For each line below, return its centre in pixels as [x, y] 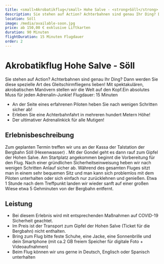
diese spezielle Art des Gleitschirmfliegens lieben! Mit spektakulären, [74, 84]
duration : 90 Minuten [27, 32]
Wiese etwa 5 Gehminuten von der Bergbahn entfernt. [59, 188]
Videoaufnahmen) [30, 247]
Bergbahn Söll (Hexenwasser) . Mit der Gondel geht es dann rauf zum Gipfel [82, 152]
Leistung [19, 204]
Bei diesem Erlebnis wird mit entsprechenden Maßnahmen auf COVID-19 [85, 216]
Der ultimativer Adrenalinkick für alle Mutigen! [58, 120]
